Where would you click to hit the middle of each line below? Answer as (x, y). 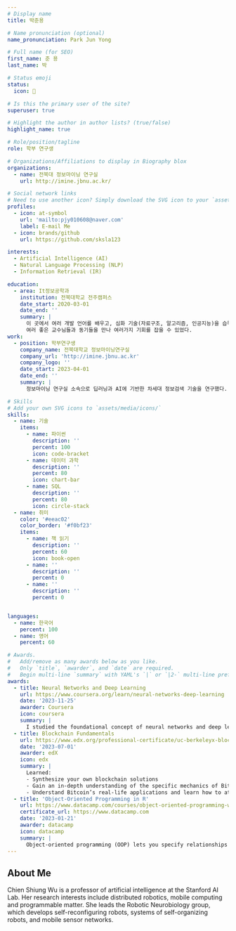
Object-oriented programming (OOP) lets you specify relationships (127, 845)
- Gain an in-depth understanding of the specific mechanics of (122, 786)
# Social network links (42, 194)
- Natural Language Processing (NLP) (69, 265)
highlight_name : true (39, 130)
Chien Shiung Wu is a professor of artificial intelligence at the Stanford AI (113, 890)
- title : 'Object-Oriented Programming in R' (81, 799)
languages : (23, 616)
